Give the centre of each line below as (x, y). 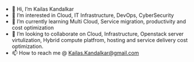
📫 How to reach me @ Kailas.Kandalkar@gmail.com (75, 53)
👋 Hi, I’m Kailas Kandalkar (43, 9)
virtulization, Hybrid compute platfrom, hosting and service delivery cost (100, 40)
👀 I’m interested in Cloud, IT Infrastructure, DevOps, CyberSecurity (93, 15)
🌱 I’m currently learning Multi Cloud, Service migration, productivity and (99, 21)
